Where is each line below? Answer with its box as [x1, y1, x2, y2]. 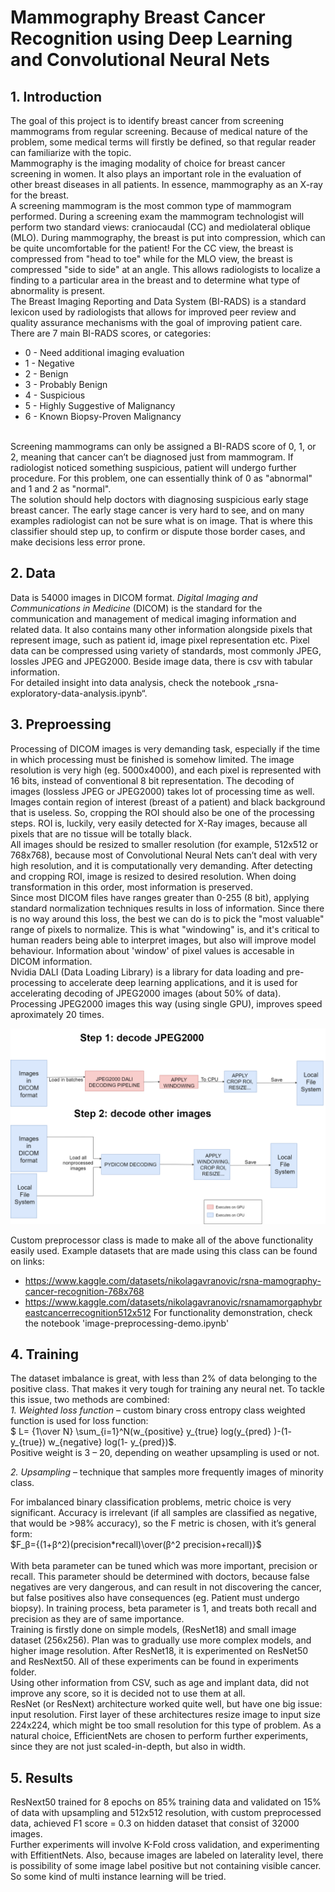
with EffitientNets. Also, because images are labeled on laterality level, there [10, 1849, 324, 1861]
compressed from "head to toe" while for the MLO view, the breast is [10, 253, 293, 265]
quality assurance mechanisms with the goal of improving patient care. [10, 317, 303, 328]
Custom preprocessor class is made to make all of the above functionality [10, 1234, 314, 1246]
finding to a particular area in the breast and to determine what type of [10, 274, 301, 286]
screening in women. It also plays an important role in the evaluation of [10, 168, 302, 180]
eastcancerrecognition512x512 [24, 1306, 152, 1318]
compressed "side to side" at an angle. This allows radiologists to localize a [10, 264, 321, 275]
